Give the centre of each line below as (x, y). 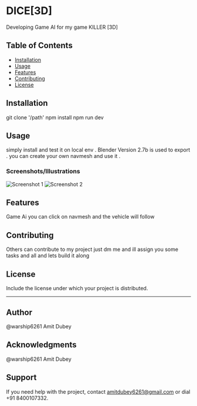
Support (21, 378)
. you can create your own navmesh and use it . (63, 156)
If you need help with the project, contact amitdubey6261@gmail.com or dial (98, 391)
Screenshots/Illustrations (43, 172)
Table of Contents (40, 46)
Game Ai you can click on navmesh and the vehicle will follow (80, 217)
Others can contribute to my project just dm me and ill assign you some (92, 249)
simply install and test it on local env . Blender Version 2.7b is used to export (98, 150)
